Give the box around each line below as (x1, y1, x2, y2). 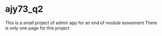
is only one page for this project (5, 25, 70, 31)
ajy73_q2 (5, 3, 43, 15)
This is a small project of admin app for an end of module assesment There (5, 20, 158, 26)
